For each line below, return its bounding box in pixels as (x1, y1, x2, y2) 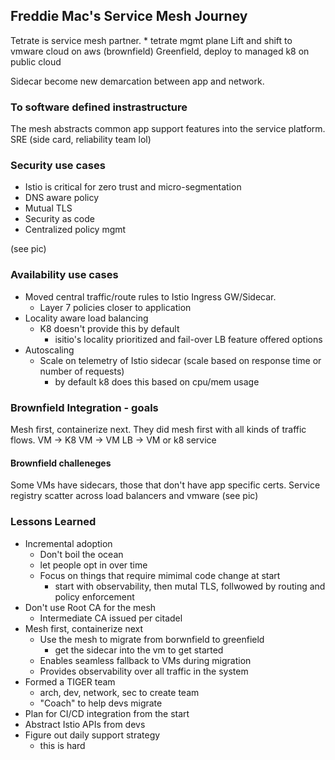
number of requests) (39, 365, 125, 377)
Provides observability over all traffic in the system (39, 665, 249, 677)
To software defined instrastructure (10, 100, 188, 114)
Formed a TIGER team (24, 675, 116, 688)
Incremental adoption (24, 537, 113, 549)
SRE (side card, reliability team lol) (10, 134, 152, 146)
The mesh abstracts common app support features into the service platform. (10, 123, 326, 135)
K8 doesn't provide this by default (39, 322, 180, 334)
